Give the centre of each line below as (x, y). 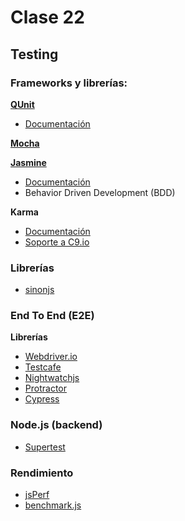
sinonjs (39, 290)
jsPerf (37, 495)
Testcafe (43, 367)
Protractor (45, 388)
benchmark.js (53, 505)
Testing (34, 54)
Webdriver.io (51, 357)
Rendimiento (42, 473)
